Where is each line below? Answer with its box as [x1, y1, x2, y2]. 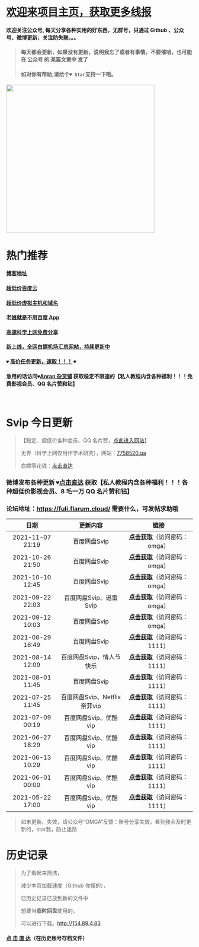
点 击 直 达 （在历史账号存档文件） [6, 935, 88, 942]
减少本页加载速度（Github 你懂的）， [20, 882, 109, 889]
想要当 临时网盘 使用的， [20, 907, 78, 914]
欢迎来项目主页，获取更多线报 [6, 5, 152, 19]
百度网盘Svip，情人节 [61, 653, 121, 661]
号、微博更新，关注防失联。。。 [6, 34, 79, 41]
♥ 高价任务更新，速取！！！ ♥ [6, 358, 76, 365]
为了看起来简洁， [20, 869, 63, 876]
